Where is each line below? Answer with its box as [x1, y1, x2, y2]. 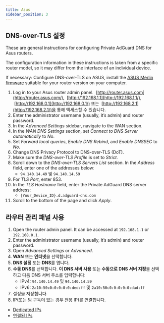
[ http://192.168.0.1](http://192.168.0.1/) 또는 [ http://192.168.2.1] [14, 101, 139, 107]
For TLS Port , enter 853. [12, 176, 62, 182]
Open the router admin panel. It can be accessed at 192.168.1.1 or [12, 226, 149, 233]
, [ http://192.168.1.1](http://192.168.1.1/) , [63, 95, 142, 101]
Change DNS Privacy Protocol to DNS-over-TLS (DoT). [12, 149, 124, 155]
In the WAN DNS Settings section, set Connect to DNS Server [12, 128, 138, 134]
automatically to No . [12, 133, 55, 139]
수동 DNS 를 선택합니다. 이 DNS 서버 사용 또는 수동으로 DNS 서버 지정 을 [12, 266, 150, 272]
